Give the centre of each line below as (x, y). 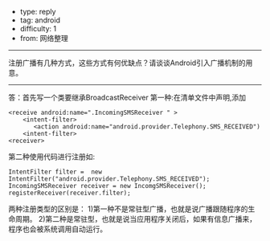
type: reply (38, 12)
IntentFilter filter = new (55, 172)
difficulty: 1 (38, 29)
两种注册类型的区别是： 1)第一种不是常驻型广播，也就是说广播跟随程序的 (128, 209)
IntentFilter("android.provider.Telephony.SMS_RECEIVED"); (109, 179)
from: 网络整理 (44, 38)
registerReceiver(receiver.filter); (70, 193)
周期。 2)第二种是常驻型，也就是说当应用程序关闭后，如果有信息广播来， (136, 219)
